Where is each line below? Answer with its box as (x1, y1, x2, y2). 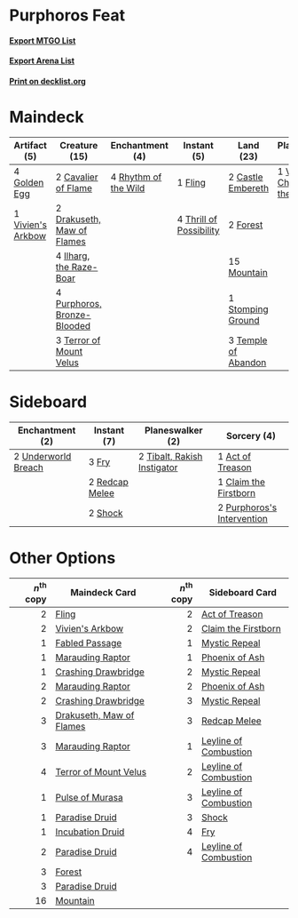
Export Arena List (9, 55, 75, 67)
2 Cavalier (55, 171, 98, 183)
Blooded (55, 319, 91, 331)
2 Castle (228, 171, 263, 183)
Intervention (216, 512, 268, 524)
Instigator (138, 461, 178, 474)
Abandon (228, 356, 267, 369)
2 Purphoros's (216, 501, 278, 514)
